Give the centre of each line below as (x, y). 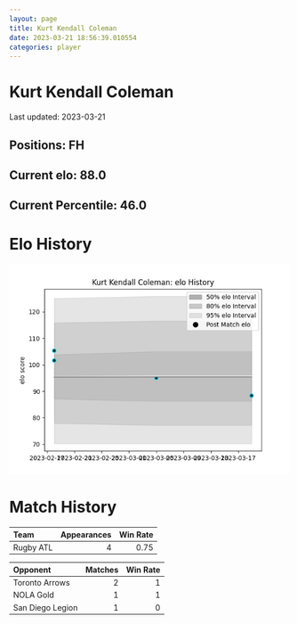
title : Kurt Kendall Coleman (63, 28)
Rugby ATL (33, 547)
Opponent (32, 570)
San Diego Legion (45, 607)
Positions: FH (47, 145)
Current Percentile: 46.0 (78, 205)
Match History (63, 507)
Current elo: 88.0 (58, 175)
